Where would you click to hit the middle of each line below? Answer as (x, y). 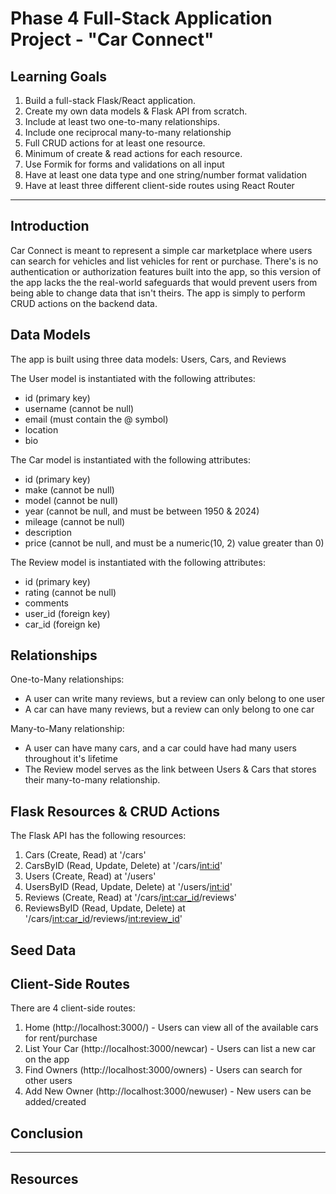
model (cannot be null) (71, 500)
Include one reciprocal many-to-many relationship (128, 132)
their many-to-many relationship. (92, 780)
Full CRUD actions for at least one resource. (115, 143)
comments (46, 603)
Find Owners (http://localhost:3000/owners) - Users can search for (163, 1070)
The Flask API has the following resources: (98, 836)
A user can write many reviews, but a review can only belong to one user (175, 699)
